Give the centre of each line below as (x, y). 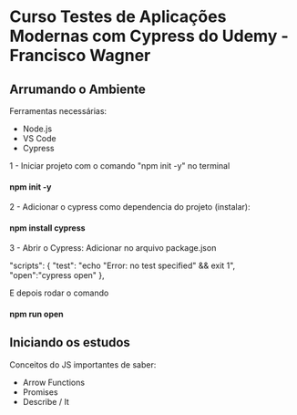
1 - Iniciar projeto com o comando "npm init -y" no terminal (120, 166)
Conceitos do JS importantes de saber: (83, 364)
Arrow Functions (53, 382)
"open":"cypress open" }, (57, 275)
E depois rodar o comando (59, 293)
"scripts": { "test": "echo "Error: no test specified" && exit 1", (123, 265)
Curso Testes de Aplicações (118, 17)
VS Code (39, 138)
